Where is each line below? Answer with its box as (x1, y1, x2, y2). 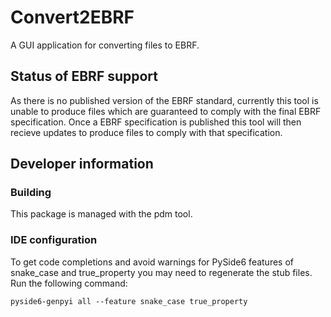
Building (10, 186, 52, 200)
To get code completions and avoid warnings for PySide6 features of (10, 256, 294, 268)
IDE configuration (10, 233, 98, 247)
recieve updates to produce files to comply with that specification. (10, 126, 283, 138)
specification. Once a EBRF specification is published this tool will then (10, 116, 302, 128)
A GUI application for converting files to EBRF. (10, 39, 200, 51)
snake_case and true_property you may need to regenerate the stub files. (10, 266, 313, 278)
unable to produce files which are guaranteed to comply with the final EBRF (10, 105, 322, 117)
